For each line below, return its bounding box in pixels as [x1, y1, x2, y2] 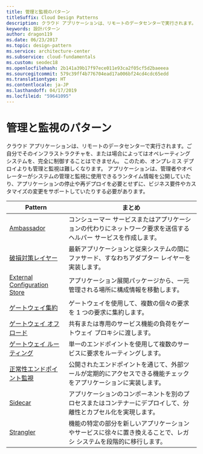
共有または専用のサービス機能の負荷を [68, 319, 178, 328]
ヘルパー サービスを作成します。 [68, 233, 161, 242]
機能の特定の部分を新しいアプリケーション [68, 419, 190, 427]
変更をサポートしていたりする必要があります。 [32, 187, 149, 195]
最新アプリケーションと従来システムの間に [68, 244, 190, 253]
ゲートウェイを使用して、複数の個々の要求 [68, 299, 189, 307]
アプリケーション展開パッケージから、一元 [68, 276, 190, 285]
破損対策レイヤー [9, 253, 58, 262]
